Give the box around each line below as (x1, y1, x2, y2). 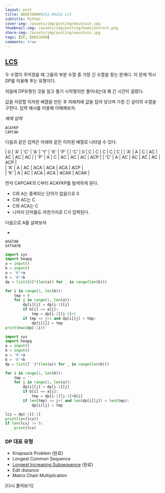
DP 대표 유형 (5, 438, 34, 445)
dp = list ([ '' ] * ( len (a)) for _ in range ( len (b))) (5, 361, 110, 366)
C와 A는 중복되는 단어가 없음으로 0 (12, 190, 80, 196)
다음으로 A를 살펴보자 (5, 220, 47, 225)
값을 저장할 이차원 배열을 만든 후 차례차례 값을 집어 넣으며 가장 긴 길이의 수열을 (5, 98, 157, 104)
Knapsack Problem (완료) (12, 450, 63, 456)
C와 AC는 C (12, 196, 36, 203)
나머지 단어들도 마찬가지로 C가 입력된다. (12, 209, 90, 215)
